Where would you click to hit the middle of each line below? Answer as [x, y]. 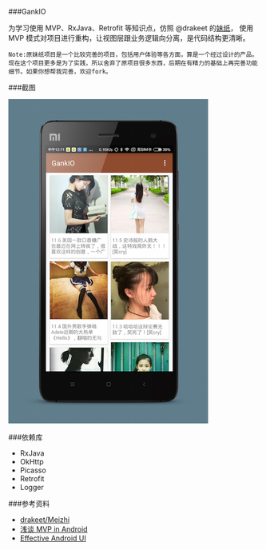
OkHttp [32, 462]
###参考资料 [29, 504]
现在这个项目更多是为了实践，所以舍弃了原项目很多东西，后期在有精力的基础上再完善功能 [133, 63]
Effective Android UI [53, 538]
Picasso [33, 470]
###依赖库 [26, 437]
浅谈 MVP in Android [54, 529]
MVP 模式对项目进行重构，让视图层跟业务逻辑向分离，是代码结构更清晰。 [129, 38]
